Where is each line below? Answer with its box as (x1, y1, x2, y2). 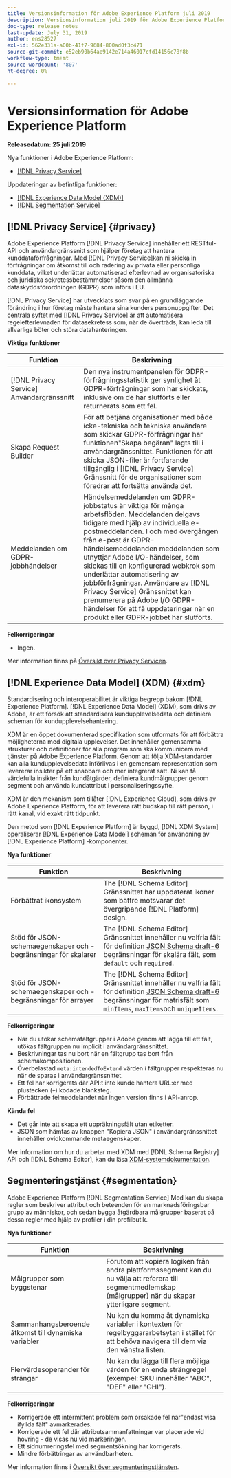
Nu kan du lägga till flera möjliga (106, 1356, 210, 1365)
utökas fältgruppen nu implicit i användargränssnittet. (16, 1042, 168, 1050)
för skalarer (59, 950, 97, 960)
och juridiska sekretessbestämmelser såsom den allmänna (7, 276, 173, 284)
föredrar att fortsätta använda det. (83, 481, 193, 491)
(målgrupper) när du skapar (106, 1290, 196, 1300)
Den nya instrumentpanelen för (83, 367, 184, 377)
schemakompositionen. (16, 1057, 84, 1066)
